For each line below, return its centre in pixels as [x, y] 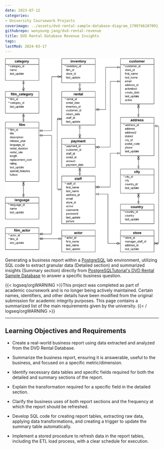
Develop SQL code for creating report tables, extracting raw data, [78, 416]
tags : [10, 42]
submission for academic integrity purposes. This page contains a [72, 300]
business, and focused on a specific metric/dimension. [67, 363]
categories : [17, 15]
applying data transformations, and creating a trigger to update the [79, 421]
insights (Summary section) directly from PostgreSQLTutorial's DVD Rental [80, 270]
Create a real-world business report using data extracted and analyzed [83, 342]
